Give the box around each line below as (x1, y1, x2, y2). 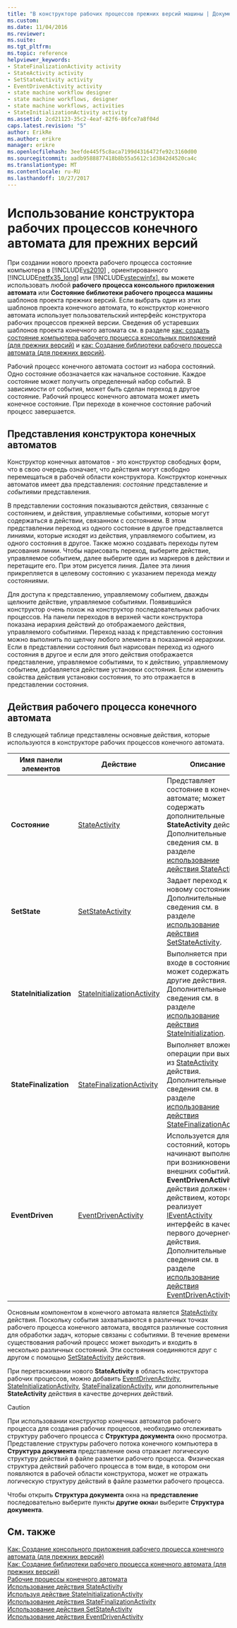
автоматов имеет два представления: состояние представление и (7, 480, 208, 488)
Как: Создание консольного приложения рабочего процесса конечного (7, 1545, 224, 1553)
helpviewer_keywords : (7, 57, 71, 64)
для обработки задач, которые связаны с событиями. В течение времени (7, 1330, 230, 1340)
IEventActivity (166, 1210, 213, 1220)
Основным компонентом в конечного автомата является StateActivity (7, 1308, 218, 1317)
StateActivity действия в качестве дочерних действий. (7, 1390, 174, 1398)
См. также (7, 1526, 56, 1538)
